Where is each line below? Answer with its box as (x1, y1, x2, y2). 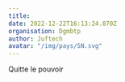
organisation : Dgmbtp (8, 27, 81, 35)
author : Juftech (8, 34, 63, 43)
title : (8, 11, 31, 20)
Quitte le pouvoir (8, 64, 64, 74)
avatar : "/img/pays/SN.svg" (8, 42, 103, 50)
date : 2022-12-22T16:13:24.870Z (8, 19, 117, 28)
